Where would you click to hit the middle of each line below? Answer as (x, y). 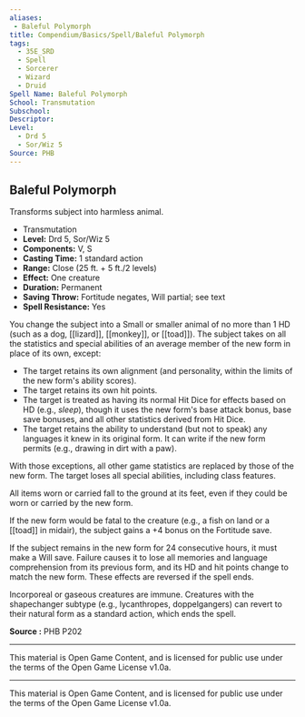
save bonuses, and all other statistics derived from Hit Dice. (134, 419)
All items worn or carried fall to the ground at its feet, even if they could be (148, 493)
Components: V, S (57, 249)
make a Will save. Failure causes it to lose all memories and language (138, 558)
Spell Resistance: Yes (64, 307)
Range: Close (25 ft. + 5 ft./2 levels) (89, 268)
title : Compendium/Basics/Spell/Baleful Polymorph (107, 35)
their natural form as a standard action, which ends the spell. (123, 614)
